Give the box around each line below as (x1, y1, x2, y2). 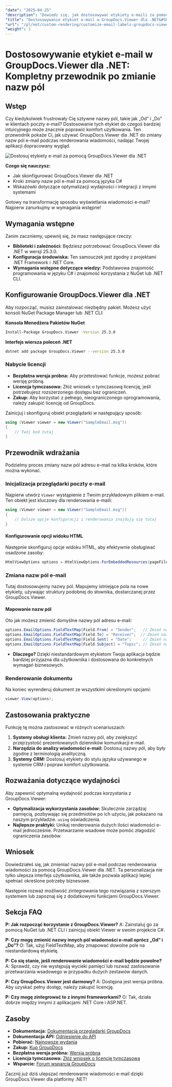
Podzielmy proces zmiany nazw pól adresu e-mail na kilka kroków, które (5, 462, 157, 468)
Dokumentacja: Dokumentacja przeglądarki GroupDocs (12, 1028, 131, 1034)
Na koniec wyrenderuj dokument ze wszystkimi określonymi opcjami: (5, 686, 152, 692)
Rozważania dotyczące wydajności (5, 776, 120, 785)
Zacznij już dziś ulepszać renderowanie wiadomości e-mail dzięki (5, 1071, 143, 1077)
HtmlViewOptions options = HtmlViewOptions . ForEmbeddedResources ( (5, 559, 150, 565)
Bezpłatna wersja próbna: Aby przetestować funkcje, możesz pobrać (12, 372, 160, 379)
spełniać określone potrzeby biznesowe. (5, 877, 91, 884)
